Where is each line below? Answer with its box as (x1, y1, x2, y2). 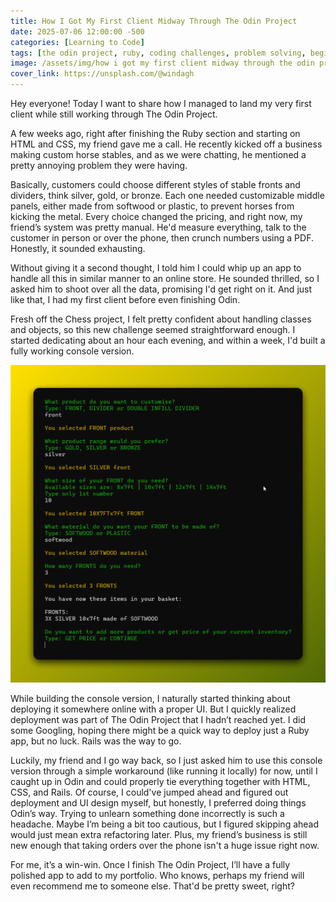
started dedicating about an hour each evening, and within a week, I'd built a (10, 335, 326, 346)
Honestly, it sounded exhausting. (10, 243, 146, 254)
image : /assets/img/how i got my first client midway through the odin (10, 58, 315, 69)
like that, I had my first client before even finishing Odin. (10, 294, 241, 305)
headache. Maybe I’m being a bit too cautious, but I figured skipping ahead (10, 818, 320, 830)
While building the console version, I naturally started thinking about (10, 693, 291, 705)
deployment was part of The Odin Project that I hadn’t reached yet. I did (10, 714, 307, 726)
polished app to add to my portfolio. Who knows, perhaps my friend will (10, 870, 305, 882)
